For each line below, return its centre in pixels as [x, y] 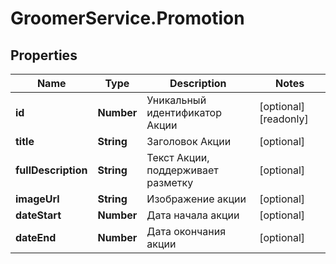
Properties [44, 55]
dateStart [38, 215]
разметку [170, 182]
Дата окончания [186, 231]
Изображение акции [196, 199]
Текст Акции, [178, 157]
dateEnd [36, 237]
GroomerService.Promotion [127, 18]
